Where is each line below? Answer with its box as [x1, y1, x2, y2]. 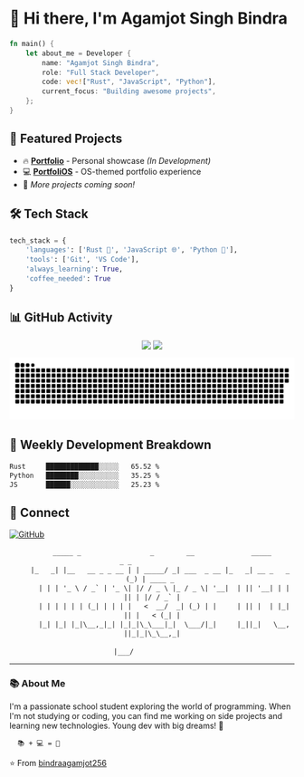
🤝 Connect [9, 504, 70, 520]
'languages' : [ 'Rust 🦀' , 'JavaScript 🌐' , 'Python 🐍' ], [25, 245, 238, 254]
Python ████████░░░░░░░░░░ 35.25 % [9, 471, 160, 481]
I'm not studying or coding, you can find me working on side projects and [9, 711, 283, 722]
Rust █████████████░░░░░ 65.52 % [9, 462, 160, 472]
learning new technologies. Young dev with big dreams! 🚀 [9, 720, 224, 732]
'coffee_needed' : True [25, 274, 111, 283]
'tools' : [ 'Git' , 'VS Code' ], [25, 255, 140, 264]
